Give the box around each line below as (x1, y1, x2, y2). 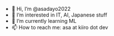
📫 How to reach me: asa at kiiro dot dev (11, 24, 109, 31)
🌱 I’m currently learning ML (11, 18, 77, 24)
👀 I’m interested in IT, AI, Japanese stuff (11, 11, 108, 18)
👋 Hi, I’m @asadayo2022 (11, 6, 71, 12)
